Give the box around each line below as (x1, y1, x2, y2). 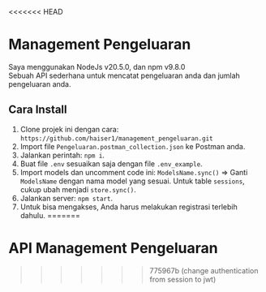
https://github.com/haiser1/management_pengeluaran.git (19, 134, 213, 143)
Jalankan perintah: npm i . (19, 150, 105, 160)
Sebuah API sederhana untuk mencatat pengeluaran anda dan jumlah (8, 71, 241, 80)
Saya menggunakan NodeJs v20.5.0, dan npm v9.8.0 (8, 62, 186, 71)
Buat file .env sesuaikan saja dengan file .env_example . (19, 158, 203, 169)
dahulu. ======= (19, 210, 81, 220)
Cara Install (8, 103, 67, 117)
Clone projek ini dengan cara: (19, 124, 119, 134)
